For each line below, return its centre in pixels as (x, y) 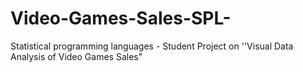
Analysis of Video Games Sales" (76, 56)
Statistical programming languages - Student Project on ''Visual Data (152, 46)
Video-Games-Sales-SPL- (121, 18)
